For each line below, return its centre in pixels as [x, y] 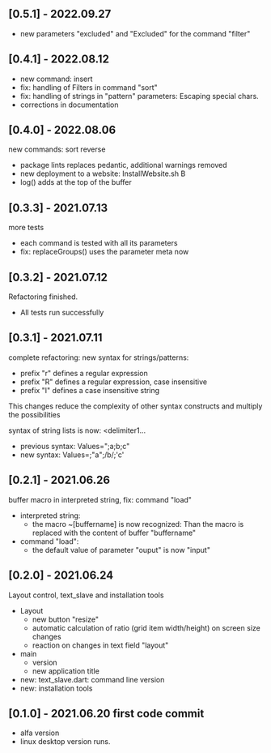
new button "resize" [66, 619]
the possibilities [34, 414]
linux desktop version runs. [65, 742]
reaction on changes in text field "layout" [100, 645]
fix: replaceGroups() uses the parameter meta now [104, 252]
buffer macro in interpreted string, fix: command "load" [100, 499]
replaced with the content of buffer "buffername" [114, 533]
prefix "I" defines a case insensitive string [90, 390]
